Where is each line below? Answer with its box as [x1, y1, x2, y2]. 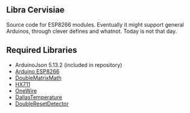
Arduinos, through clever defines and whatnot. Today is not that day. [6, 27, 177, 35]
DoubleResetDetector [15, 100, 69, 107]
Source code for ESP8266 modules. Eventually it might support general [6, 21, 185, 28]
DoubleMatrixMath [15, 74, 62, 81]
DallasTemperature [15, 94, 62, 101]
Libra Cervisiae [6, 5, 65, 15]
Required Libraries [6, 45, 77, 55]
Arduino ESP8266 [15, 67, 60, 75]
